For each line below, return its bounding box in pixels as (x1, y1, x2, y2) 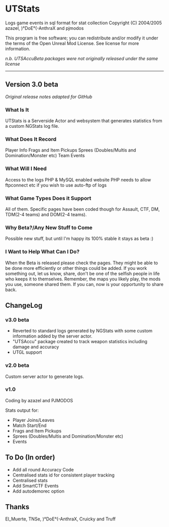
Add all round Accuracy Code (12, 466, 74, 472)
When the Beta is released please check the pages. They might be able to (5, 260, 158, 266)
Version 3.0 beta (5, 80, 59, 89)
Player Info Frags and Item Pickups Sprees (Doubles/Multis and (5, 147, 136, 153)
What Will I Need (5, 165, 47, 172)
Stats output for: (5, 407, 39, 413)
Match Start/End (12, 422, 47, 428)
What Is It (5, 106, 29, 113)
